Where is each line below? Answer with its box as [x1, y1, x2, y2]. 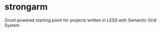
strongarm [4, 1, 48, 12]
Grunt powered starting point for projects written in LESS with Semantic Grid [4, 17, 157, 23]
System [4, 22, 20, 28]
